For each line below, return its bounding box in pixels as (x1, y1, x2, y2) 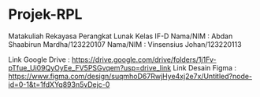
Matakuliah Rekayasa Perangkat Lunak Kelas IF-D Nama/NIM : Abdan (8, 31, 233, 41)
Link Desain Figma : (173, 63, 237, 72)
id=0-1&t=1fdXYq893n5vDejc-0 (8, 80, 110, 89)
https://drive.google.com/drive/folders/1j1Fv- (72, 55, 217, 64)
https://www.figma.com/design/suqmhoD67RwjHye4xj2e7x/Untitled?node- (8, 71, 253, 81)
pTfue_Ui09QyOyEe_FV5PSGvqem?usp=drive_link (8, 63, 172, 72)
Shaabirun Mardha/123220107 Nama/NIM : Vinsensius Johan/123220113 (8, 39, 242, 48)
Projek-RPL (8, 5, 83, 23)
